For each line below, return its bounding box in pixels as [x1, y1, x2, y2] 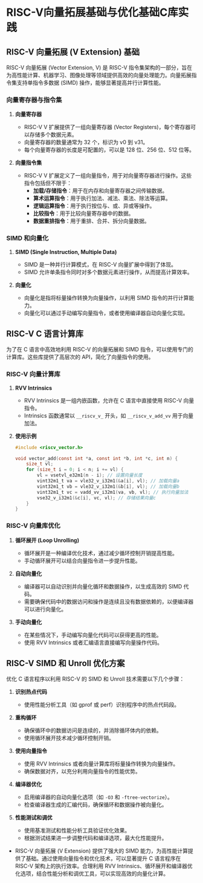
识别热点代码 [14, 688, 47, 696]
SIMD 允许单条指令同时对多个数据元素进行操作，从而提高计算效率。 [24, 268, 193, 276]
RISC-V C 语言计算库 [6, 328, 84, 339]
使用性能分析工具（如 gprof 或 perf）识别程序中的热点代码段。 [24, 701, 180, 708]
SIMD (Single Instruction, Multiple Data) [14, 248, 117, 255]
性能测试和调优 [14, 814, 53, 821]
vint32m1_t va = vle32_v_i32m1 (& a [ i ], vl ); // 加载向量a [37, 478, 180, 484]
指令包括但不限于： [24, 179, 72, 187]
